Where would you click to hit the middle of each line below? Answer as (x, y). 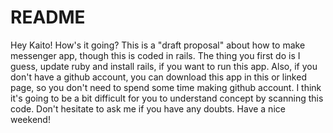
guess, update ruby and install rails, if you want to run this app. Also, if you (164, 66)
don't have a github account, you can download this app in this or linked (158, 77)
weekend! (30, 119)
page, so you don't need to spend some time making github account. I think (166, 87)
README (48, 17)
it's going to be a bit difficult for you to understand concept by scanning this (167, 98)
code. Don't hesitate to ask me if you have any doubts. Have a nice (148, 108)
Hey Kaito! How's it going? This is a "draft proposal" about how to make (158, 45)
